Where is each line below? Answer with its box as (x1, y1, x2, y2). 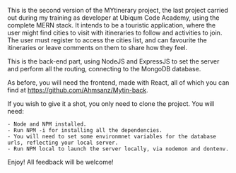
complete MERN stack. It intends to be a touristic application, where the (7, 21, 216, 29)
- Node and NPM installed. (7, 121, 87, 128)
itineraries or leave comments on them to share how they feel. (7, 44, 188, 52)
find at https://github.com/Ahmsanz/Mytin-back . (7, 86, 148, 94)
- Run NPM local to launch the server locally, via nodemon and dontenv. (7, 145, 230, 153)
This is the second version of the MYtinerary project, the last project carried (7, 6, 228, 14)
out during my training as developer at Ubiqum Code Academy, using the (7, 13, 220, 22)
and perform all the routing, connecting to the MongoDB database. (7, 65, 201, 73)
